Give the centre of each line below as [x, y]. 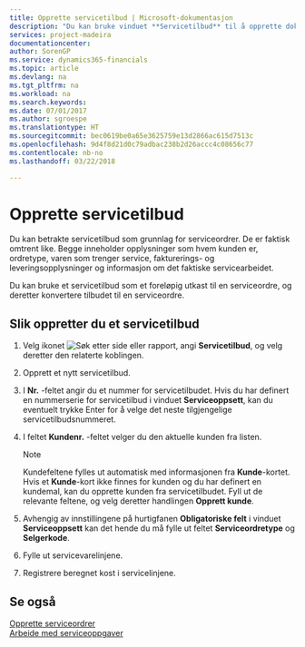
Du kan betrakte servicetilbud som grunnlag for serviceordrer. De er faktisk [150, 239]
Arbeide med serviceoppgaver [67, 633]
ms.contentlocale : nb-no [56, 152]
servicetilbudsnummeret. [69, 419]
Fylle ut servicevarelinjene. [73, 555]
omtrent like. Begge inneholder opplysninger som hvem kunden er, [134, 249]
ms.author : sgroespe [49, 119]
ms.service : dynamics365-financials [79, 60]
